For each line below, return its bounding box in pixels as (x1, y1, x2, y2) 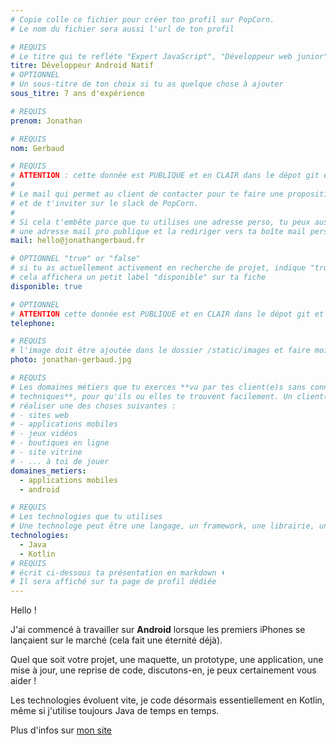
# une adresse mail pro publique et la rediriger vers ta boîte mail (10, 226, 307, 236)
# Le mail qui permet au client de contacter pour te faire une (10, 189, 284, 199)
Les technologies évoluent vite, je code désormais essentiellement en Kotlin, (10, 694, 325, 706)
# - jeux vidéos (10, 429, 78, 439)
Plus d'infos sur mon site (10, 724, 113, 736)
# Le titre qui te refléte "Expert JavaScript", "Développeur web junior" (10, 51, 329, 61)
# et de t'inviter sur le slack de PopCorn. (10, 198, 199, 208)
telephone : (10, 318, 56, 328)
